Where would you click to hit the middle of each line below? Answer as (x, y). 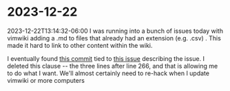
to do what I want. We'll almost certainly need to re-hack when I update (108, 73)
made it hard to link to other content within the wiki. (80, 45)
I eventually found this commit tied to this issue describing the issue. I (106, 58)
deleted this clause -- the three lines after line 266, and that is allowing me (113, 66)
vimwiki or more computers (46, 80)
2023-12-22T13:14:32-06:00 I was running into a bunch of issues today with (115, 31)
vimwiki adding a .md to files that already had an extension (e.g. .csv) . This (114, 38)
